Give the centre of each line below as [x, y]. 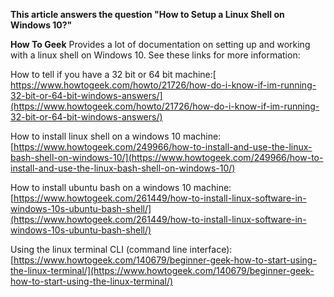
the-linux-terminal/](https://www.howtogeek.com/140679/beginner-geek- [162, 270]
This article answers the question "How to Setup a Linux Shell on [147, 14]
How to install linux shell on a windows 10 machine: [116, 136]
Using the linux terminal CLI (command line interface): [121, 249]
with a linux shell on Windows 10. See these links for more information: [155, 55]
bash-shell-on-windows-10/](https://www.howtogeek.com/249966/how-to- [167, 157]
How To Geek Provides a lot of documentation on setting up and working [160, 44]
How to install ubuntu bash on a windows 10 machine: [121, 187]
